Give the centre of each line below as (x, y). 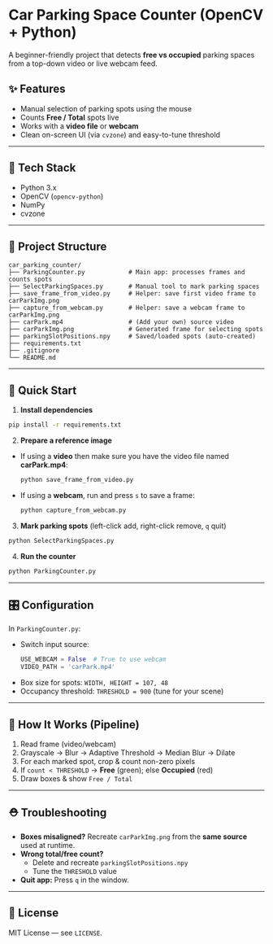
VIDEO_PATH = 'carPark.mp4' (67, 667)
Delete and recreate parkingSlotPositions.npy (110, 862)
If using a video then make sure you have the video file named (125, 457)
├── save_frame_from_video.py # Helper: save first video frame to (132, 294)
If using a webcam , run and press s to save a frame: (107, 495)
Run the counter (48, 556)
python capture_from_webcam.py (73, 510)
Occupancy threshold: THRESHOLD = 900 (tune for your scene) (122, 691)
